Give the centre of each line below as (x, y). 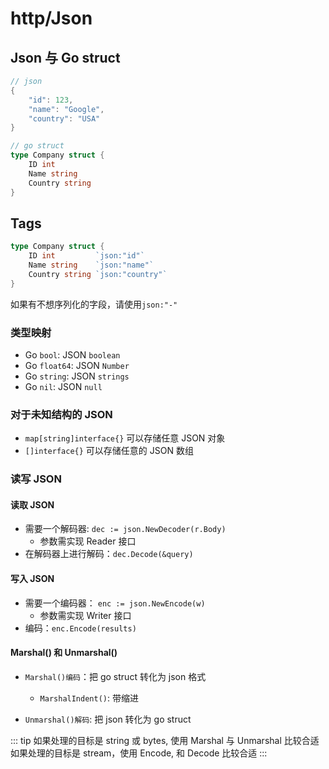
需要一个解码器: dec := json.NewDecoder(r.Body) (125, 529)
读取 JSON (32, 504)
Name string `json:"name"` (91, 265)
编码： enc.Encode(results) (80, 628)
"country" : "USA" (64, 118)
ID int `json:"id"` (86, 256)
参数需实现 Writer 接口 (85, 615)
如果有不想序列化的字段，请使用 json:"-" (94, 304)
